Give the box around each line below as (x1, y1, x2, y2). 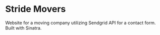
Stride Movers (5, 3, 66, 15)
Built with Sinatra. (5, 25, 42, 31)
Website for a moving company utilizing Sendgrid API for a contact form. (5, 20, 156, 26)
